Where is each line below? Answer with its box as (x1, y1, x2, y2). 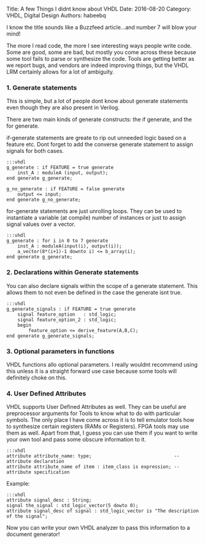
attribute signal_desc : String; (6, 497, 92, 503)
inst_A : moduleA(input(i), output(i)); (17, 243, 122, 249)
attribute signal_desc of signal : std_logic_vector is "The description (6, 508, 199, 515)
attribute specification (6, 469, 70, 475)
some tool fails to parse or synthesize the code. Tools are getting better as (6, 55, 195, 62)
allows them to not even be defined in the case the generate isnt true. (6, 289, 182, 296)
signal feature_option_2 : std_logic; (17, 316, 117, 323)
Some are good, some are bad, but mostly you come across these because (6, 49, 196, 56)
